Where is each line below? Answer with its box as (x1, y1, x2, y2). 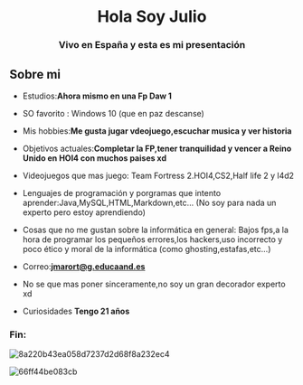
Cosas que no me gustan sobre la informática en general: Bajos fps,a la (22, 224, 289, 235)
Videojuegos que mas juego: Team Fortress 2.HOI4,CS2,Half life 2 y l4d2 (22, 170, 295, 181)
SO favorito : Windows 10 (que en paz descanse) (22, 108, 205, 118)
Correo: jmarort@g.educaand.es (22, 260, 146, 272)
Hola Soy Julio (97, 6, 207, 27)
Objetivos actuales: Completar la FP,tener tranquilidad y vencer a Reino (22, 143, 292, 154)
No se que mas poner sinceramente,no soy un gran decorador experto (22, 278, 287, 289)
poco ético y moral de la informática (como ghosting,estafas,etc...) (22, 243, 271, 254)
